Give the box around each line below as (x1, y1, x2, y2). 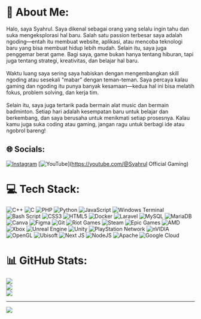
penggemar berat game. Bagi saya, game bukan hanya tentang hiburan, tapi (6, 50, 194, 57)
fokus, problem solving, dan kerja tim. (6, 89, 99, 96)
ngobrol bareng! (6, 127, 46, 134)
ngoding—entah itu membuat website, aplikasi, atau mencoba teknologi (6, 38, 183, 45)
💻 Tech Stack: (6, 182, 80, 196)
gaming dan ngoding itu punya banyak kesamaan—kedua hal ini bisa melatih (6, 82, 194, 89)
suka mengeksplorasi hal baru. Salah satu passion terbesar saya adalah (6, 31, 182, 38)
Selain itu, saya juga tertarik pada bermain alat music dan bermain (6, 101, 169, 108)
